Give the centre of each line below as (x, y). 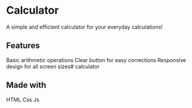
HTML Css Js (23, 100)
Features (23, 46)
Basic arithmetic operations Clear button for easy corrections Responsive (96, 60)
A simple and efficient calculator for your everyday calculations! (84, 27)
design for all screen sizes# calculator (53, 66)
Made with (26, 85)
